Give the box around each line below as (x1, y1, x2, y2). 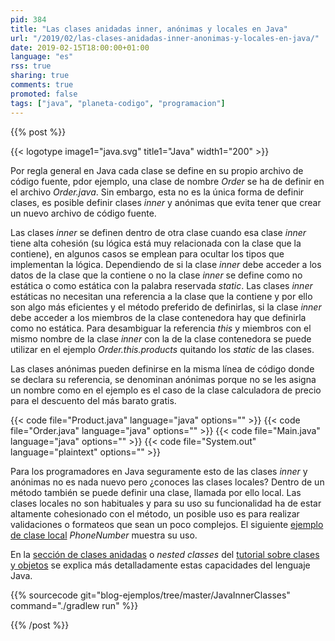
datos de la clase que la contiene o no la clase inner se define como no (10, 269, 303, 281)
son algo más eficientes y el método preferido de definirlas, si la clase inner (10, 301, 322, 313)
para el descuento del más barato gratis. (10, 394, 177, 406)
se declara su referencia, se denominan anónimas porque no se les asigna (10, 373, 317, 385)
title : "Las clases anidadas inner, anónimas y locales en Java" (10, 24, 288, 34)
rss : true (10, 61, 52, 71)
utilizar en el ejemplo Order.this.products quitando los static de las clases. (10, 343, 315, 355)
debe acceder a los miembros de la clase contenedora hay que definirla (10, 311, 307, 323)
